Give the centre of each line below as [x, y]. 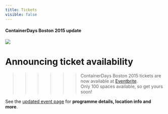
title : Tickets [21, 10]
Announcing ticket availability [69, 62]
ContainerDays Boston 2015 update [43, 31]
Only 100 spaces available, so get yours [122, 86]
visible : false [21, 15]
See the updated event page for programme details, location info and [78, 101]
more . [12, 106]
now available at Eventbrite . [109, 81]
